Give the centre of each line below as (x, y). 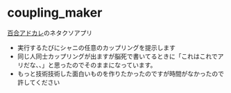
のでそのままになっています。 (114, 65)
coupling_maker (55, 13)
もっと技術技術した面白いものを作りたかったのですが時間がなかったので (120, 74)
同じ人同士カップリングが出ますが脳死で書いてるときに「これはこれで (117, 56)
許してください (38, 82)
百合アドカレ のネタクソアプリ (50, 33)
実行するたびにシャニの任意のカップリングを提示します (96, 47)
